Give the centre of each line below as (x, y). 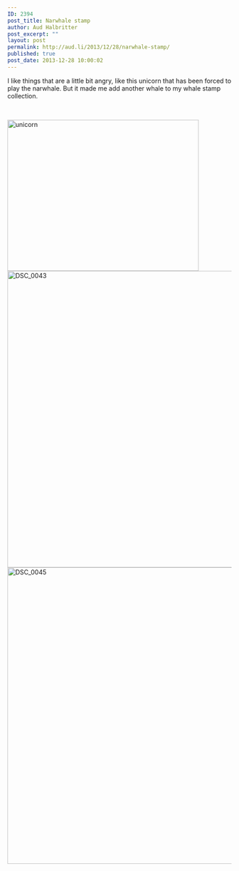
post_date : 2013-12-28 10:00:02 (55, 61)
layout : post (27, 41)
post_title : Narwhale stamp (49, 21)
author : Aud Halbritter (43, 27)
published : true (31, 54)
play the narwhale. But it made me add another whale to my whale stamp (114, 88)
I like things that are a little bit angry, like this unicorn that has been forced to (119, 81)
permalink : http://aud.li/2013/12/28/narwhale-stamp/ (89, 47)
